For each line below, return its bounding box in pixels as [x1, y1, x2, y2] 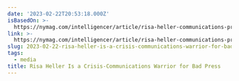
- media [14, 56, 37, 63]
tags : [7, 50, 23, 57]
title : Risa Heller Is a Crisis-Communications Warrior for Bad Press [7, 63, 221, 70]
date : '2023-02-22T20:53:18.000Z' [7, 10, 110, 18]
